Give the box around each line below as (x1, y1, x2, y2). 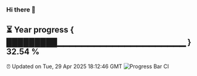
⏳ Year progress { (6, 25, 75, 35)
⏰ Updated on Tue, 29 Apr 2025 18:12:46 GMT (6, 63, 122, 70)
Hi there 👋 (6, 5, 36, 14)
